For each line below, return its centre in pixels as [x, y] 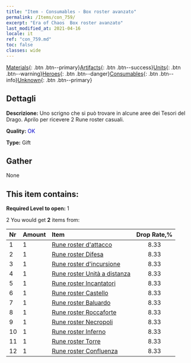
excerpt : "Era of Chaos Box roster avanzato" [65, 23]
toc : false [20, 45]
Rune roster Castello [80, 293]
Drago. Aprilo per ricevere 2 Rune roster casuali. [65, 119]
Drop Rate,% [155, 234]
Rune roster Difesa [77, 255]
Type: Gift [18, 142]
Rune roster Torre [76, 342]
